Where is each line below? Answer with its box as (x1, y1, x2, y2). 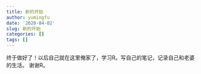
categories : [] (6, 31, 45, 37)
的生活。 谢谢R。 (6, 61, 48, 69)
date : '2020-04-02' (6, 20, 56, 26)
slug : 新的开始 (6, 25, 41, 32)
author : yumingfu (6, 14, 50, 20)
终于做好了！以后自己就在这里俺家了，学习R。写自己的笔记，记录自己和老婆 (6, 54, 195, 61)
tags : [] (6, 37, 28, 43)
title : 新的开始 (6, 8, 43, 15)
